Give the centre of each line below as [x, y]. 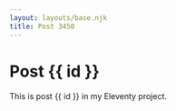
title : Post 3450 [42, 26]
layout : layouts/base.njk [58, 18]
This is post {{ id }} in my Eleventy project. [88, 96]
